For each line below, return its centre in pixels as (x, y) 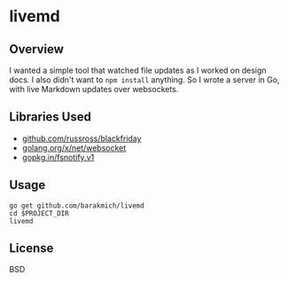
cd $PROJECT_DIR (39, 213)
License (31, 249)
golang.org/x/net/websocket (74, 147)
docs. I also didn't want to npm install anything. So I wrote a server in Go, (144, 80)
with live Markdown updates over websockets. (94, 89)
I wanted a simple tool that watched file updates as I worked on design (138, 70)
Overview (37, 49)
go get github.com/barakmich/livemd (77, 206)
